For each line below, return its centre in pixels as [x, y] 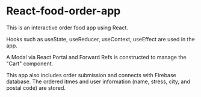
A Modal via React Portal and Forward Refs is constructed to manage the [96, 57]
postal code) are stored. [36, 87]
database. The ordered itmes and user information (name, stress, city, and [98, 81]
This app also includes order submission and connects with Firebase [91, 75]
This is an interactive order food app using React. [67, 28]
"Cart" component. [30, 63]
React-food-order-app [63, 11]
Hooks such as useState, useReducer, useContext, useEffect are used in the [101, 39]
